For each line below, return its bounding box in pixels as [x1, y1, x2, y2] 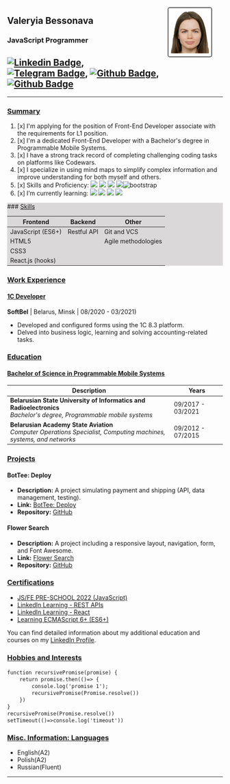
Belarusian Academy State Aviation [10, 420, 114, 429]
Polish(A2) [16, 756, 47, 764]
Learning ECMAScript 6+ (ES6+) [16, 615, 110, 623]
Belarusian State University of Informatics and [10, 396, 146, 405]
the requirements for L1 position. [16, 129, 108, 138]
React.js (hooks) [10, 256, 56, 264]
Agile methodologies [104, 237, 162, 245]
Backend [70, 218, 96, 226]
